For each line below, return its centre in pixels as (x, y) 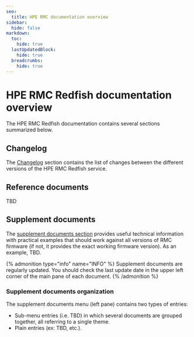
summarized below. (30, 130)
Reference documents (47, 187)
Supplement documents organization (60, 291)
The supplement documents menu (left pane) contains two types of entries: (97, 304)
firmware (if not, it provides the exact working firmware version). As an (91, 246)
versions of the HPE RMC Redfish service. (57, 169)
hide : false (26, 28)
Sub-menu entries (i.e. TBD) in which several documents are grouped (98, 316)
